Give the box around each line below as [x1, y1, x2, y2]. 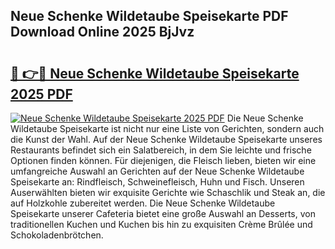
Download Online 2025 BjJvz [10, 24, 195, 41]
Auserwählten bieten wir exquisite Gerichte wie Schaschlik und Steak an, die [10, 187, 326, 198]
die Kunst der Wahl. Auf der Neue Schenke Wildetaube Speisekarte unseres [10, 134, 323, 145]
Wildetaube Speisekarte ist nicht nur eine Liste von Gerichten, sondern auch [10, 123, 325, 134]
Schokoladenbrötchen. [10, 229, 104, 241]
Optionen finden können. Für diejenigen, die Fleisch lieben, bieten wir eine [10, 155, 317, 166]
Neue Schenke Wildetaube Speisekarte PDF [10, 8, 289, 25]
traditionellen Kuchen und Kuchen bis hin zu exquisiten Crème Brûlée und [10, 219, 313, 230]
